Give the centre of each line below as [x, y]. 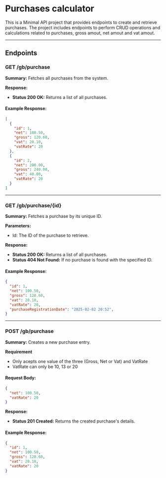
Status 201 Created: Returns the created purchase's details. [74, 421]
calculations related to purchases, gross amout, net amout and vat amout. [80, 33]
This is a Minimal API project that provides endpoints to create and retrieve [81, 22]
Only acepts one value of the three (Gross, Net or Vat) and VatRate [80, 361]
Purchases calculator [50, 9]
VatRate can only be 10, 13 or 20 [45, 367]
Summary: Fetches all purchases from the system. [57, 78]
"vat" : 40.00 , [28, 174]
